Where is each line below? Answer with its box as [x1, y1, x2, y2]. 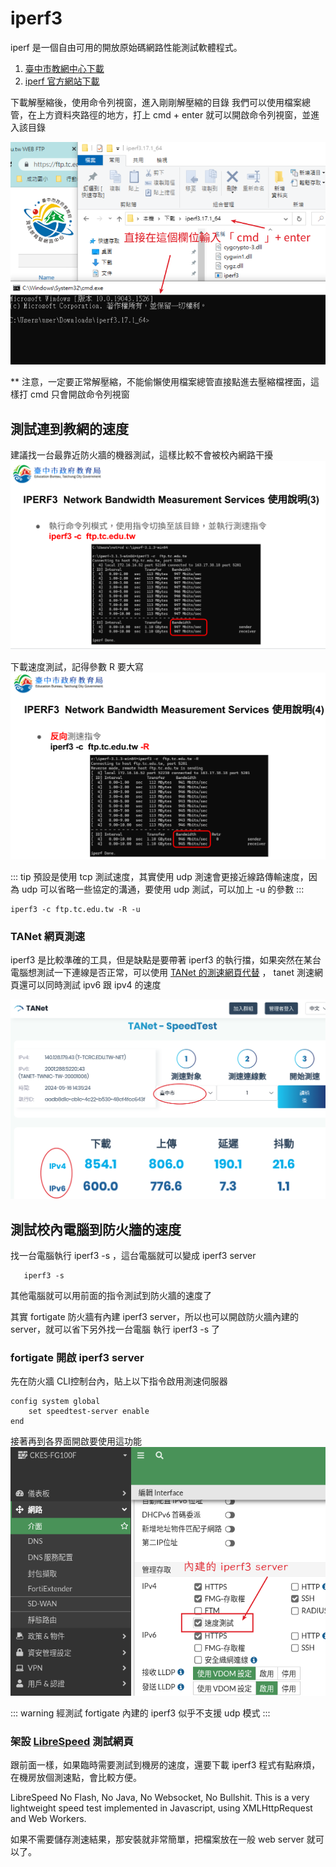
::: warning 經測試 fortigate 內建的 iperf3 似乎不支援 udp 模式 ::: [10, 1707, 271, 1719]
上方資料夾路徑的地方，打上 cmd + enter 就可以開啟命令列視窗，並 [36, 108, 312, 121]
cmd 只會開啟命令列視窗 [29, 388, 130, 401]
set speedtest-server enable [28, 1407, 150, 1417]
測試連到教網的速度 [10, 420, 129, 437]
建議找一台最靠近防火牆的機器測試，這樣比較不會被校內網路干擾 [10, 449, 273, 461]
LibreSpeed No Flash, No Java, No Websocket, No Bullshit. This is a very [10, 1792, 310, 1804]
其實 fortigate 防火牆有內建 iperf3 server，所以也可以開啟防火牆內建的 [10, 1311, 299, 1323]
